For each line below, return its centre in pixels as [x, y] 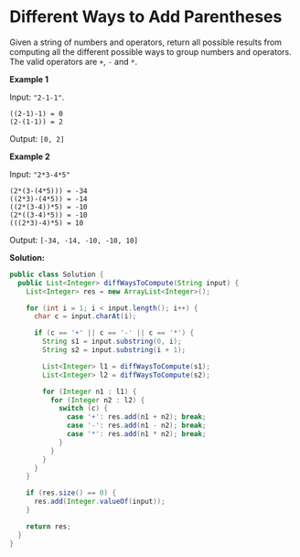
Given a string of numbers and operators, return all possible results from [145, 42]
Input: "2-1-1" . [37, 97]
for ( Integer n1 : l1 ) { [90, 391]
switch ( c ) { [83, 409]
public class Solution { [57, 274]
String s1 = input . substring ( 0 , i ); [112, 342]
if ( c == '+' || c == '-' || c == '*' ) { [114, 333]
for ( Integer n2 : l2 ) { [97, 400]
